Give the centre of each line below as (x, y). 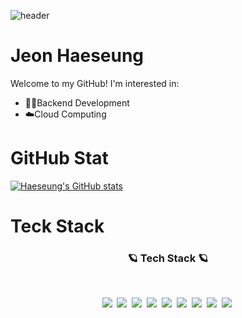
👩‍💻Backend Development (77, 102)
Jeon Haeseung (77, 56)
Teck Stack (57, 226)
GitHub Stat (59, 158)
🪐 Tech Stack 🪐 (168, 258)
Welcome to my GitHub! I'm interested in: (95, 83)
